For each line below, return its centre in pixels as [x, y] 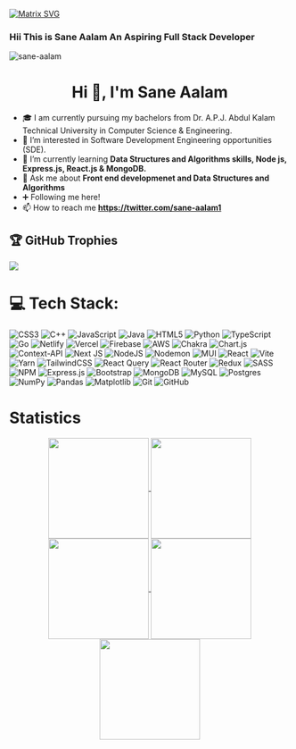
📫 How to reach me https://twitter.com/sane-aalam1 [122, 208]
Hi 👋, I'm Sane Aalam [150, 93]
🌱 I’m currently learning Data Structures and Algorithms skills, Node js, [154, 159]
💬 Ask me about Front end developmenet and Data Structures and [146, 178]
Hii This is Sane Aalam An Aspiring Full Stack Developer [132, 37]
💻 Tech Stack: [64, 303]
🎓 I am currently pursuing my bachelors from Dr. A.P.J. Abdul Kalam [148, 118]
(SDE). [34, 150]
